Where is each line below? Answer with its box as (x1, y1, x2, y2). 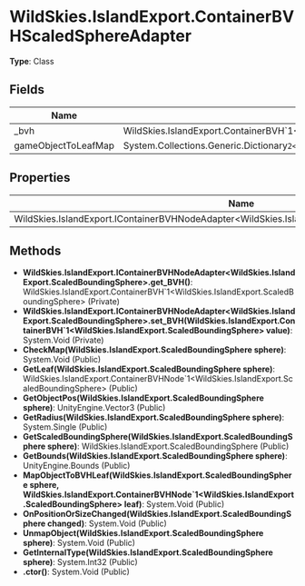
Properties (9, 170, 71, 185)
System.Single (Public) (22, 422, 108, 432)
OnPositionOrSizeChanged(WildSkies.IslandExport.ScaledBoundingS (22, 509, 292, 520)
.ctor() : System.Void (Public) (22, 566, 130, 578)
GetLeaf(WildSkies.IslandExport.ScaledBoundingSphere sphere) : (22, 363, 275, 374)
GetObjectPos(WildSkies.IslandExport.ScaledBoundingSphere (22, 392, 265, 403)
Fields (9, 82, 45, 97)
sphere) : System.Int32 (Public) (22, 557, 138, 568)
